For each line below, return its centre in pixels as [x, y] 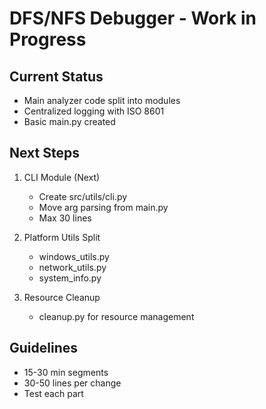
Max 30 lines [65, 218]
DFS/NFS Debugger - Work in [133, 18]
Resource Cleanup [62, 297]
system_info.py [70, 278]
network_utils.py [72, 267]
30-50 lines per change [72, 383]
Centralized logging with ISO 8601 [94, 111]
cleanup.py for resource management [116, 316]
